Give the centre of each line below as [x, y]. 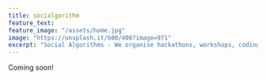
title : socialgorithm [44, 15]
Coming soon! [31, 67]
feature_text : [32, 23]
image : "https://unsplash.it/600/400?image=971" [90, 38]
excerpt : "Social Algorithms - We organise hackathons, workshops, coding [134, 45]
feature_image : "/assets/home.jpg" [67, 30]
